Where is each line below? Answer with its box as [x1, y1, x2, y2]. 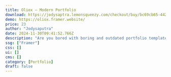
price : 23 [5, 21, 26, 27]
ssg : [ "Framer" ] [5, 41, 40, 46]
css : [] [5, 45, 22, 50]
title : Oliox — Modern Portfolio [5, 7, 76, 13]
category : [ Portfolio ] [5, 59, 53, 64]
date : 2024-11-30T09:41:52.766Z [5, 31, 74, 36]
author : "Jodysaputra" [5, 26, 53, 31]
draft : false [5, 64, 33, 69]
